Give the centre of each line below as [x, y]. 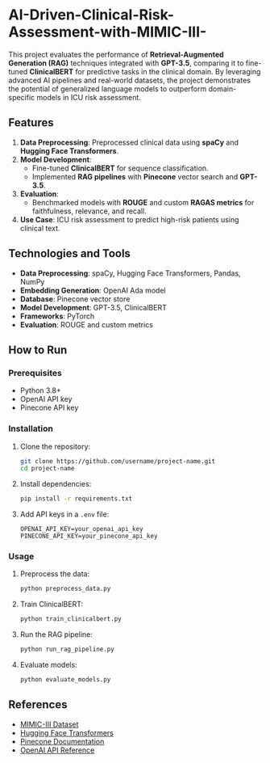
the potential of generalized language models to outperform [108, 89]
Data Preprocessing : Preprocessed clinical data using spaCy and [129, 142]
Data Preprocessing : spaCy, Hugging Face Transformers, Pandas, [130, 273]
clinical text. [40, 228]
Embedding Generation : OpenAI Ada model [93, 290]
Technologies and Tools [70, 253]
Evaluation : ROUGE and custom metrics [86, 324]
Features [31, 123]
